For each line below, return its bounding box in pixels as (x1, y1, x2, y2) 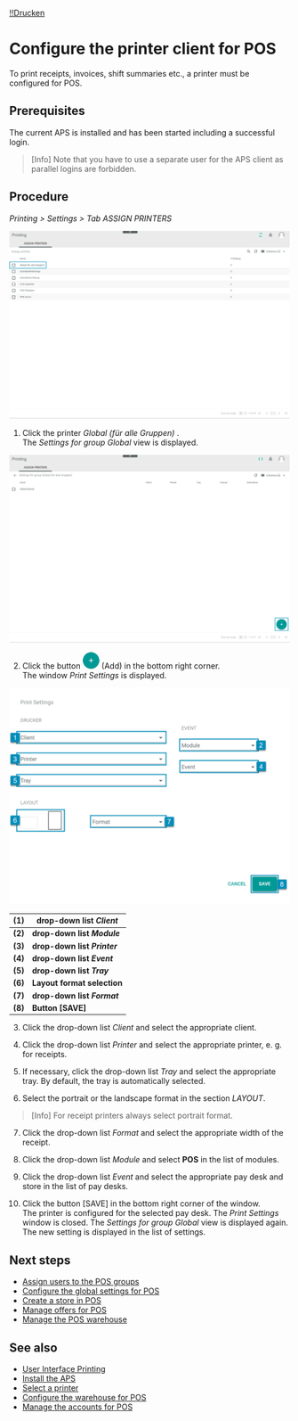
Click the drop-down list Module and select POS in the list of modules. (21, 1154, 280, 1165)
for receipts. (21, 1049, 68, 1060)
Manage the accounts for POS (21, 1401, 133, 1412)
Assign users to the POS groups (21, 1277, 140, 1287)
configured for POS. (9, 78, 83, 88)
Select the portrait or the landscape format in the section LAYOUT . (21, 1093, 266, 1104)
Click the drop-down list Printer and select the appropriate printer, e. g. (21, 1039, 283, 1050)
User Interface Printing (21, 1364, 106, 1375)
